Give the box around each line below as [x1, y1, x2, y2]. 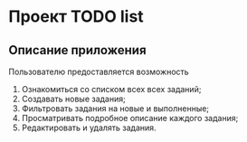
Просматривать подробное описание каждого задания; [21, 113, 239, 123]
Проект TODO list [8, 6, 144, 27]
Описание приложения [8, 43, 147, 58]
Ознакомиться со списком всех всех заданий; [21, 84, 202, 94]
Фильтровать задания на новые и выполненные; [21, 103, 210, 114]
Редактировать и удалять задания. [21, 122, 157, 133]
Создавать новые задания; [21, 93, 126, 104]
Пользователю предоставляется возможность [8, 66, 189, 77]
